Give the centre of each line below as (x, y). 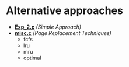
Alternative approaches (65, 11)
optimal (32, 58)
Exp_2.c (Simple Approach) (48, 27)
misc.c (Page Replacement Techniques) (63, 33)
